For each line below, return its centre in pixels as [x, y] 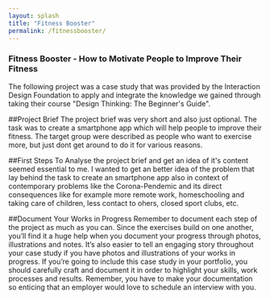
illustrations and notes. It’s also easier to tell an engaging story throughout [131, 244]
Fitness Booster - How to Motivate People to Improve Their [125, 59]
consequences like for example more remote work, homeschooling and [127, 195]
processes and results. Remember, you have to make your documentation [131, 278]
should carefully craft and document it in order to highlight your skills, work [133, 269]
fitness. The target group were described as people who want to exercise [130, 136]
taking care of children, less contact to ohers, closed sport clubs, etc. [124, 203]
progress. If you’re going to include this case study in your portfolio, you [128, 261]
